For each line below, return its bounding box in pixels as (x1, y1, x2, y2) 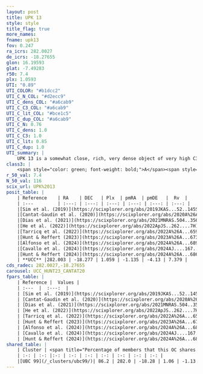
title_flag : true (6, 25, 50, 32)
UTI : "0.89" (6, 82, 36, 88)
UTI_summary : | (6, 150, 45, 156)
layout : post (6, 8, 39, 15)
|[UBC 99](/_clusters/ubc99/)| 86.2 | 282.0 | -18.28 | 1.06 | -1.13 (17, 358, 196, 364)
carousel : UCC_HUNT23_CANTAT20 (6, 268, 85, 275)
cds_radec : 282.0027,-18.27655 (6, 262, 85, 269)
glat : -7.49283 (6, 65, 45, 72)
